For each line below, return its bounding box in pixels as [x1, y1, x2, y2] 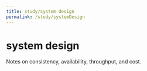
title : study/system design [6, 8, 75, 15]
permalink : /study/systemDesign [6, 14, 85, 20]
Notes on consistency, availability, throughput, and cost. [6, 58, 142, 65]
